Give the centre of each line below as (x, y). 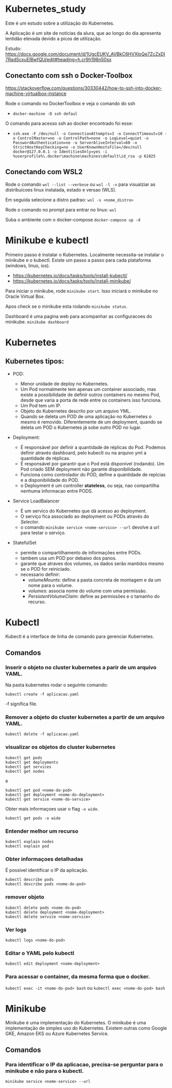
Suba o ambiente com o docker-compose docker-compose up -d (73, 219)
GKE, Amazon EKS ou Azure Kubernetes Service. (57, 1034)
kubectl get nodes (25, 771)
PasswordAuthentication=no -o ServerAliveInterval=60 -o (75, 143)
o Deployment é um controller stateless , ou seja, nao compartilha (90, 485)
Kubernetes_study (46, 9)
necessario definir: (40, 574)
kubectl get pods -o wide (33, 818)
